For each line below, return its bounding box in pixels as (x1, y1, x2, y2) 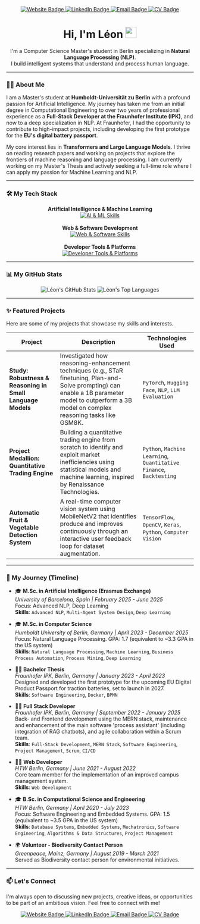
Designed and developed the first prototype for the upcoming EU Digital (14, 678, 192, 686)
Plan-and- (91, 374, 122, 383)
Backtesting (142, 473, 177, 480)
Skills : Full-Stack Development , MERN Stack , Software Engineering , (14, 741, 178, 748)
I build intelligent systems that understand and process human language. (11, 59, 189, 67)
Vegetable (9, 524, 39, 532)
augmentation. (60, 550, 101, 558)
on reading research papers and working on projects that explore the (6, 150, 176, 157)
